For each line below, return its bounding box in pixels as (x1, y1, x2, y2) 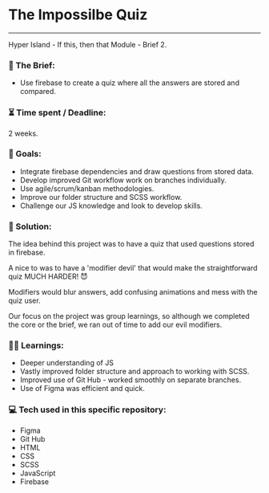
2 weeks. (8, 128, 38, 138)
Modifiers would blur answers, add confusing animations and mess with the (8, 287, 258, 297)
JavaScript (19, 468, 56, 478)
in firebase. (8, 247, 46, 258)
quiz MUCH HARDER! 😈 (8, 271, 88, 282)
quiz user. (8, 295, 42, 306)
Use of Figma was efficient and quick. (19, 384, 146, 393)
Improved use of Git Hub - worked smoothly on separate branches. (19, 375, 242, 385)
